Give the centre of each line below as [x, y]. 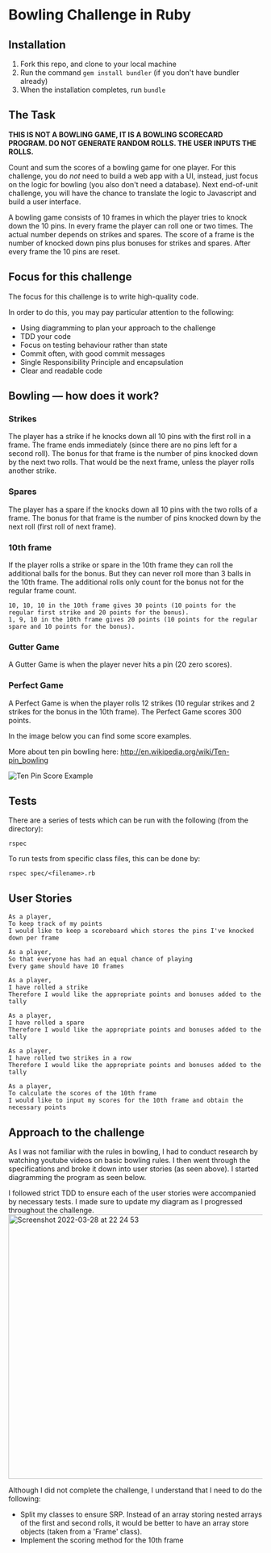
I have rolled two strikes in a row [70, 1058]
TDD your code [45, 336]
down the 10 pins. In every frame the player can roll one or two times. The [131, 226]
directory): [26, 829]
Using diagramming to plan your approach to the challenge [118, 328]
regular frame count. [42, 590]
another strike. [33, 471]
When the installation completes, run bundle [93, 90]
